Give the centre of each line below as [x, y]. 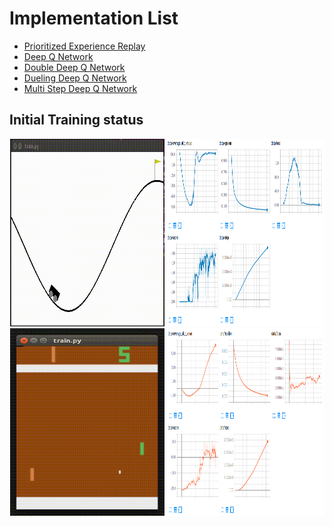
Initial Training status [76, 120]
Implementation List [94, 18]
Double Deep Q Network [74, 67]
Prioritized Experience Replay [84, 46]
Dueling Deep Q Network [75, 78]
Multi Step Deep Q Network [80, 88]
